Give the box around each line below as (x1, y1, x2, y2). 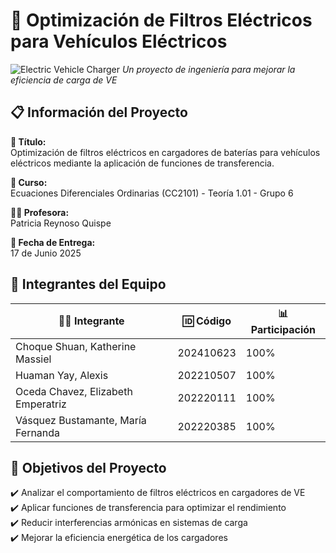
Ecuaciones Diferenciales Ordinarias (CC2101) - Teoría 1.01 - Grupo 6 (10, 187, 294, 199)
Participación (250, 322, 317, 336)
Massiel (15, 352, 52, 366)
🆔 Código (182, 314, 232, 328)
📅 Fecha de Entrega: (10, 236, 96, 248)
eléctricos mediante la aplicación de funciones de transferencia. (10, 157, 275, 169)
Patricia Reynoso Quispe (10, 217, 112, 229)
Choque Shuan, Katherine (15, 339, 137, 353)
